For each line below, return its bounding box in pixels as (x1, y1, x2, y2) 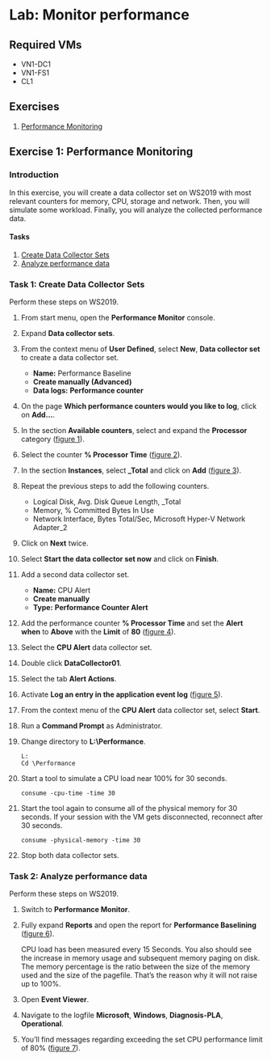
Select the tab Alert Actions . (20, 674, 117, 683)
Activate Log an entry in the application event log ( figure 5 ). (20, 690, 223, 699)
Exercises (9, 100, 60, 114)
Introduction (9, 169, 59, 180)
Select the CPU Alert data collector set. (20, 643, 152, 652)
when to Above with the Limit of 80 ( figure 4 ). (20, 627, 177, 636)
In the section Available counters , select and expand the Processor (20, 426, 248, 435)
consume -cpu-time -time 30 (20, 789, 115, 797)
